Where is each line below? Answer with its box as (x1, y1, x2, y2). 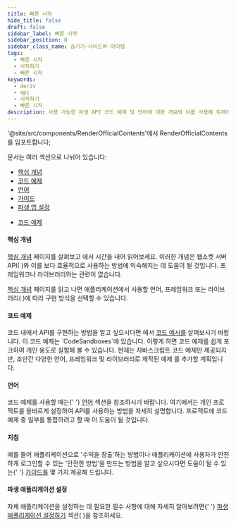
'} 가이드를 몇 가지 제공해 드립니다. (18, 467, 114, 476)
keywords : (7, 75, 37, 83)
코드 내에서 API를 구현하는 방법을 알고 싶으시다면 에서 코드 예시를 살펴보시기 (7, 329, 216, 337)
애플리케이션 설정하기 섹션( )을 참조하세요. (7, 510, 123, 519)
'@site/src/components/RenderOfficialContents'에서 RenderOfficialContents (7, 128, 228, 137)
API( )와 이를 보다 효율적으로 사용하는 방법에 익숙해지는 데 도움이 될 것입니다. (7, 261, 219, 269)
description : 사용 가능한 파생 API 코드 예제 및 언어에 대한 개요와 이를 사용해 (7, 109, 213, 116)
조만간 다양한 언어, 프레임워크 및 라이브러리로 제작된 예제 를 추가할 (16, 355, 199, 363)
